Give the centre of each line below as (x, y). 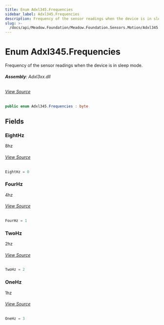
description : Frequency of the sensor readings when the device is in (78, 19)
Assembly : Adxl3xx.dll (28, 77)
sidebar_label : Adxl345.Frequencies (42, 14)
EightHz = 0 (17, 172)
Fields (15, 122)
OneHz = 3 (15, 318)
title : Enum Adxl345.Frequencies (39, 10)
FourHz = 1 (16, 221)
